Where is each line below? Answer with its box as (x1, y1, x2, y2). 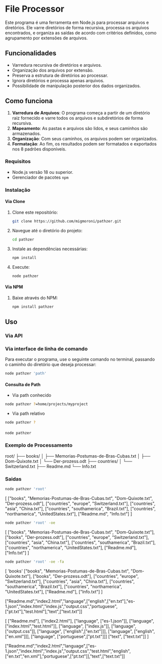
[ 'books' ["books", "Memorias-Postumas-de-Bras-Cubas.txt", (5, 568, 130, 574)
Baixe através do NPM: (12, 295, 58, 300)
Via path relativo (12, 410, 45, 417)
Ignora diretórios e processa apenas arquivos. (12, 77, 105, 83)
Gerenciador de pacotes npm (12, 174, 69, 180)
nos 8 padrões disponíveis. (12, 146, 67, 152)
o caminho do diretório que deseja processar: (5, 362, 96, 368)
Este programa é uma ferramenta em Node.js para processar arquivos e (5, 19, 149, 25)
